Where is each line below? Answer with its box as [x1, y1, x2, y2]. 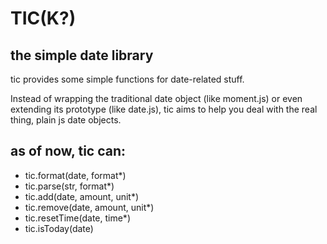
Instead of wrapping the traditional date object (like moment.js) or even [10, 93, 303, 104]
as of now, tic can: [10, 143, 126, 160]
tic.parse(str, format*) [24, 180, 115, 192]
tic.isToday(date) [24, 222, 94, 234]
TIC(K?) [10, 7, 77, 30]
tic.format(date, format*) [24, 169, 127, 181]
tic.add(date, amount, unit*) [24, 190, 140, 202]
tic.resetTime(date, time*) [24, 212, 131, 224]
